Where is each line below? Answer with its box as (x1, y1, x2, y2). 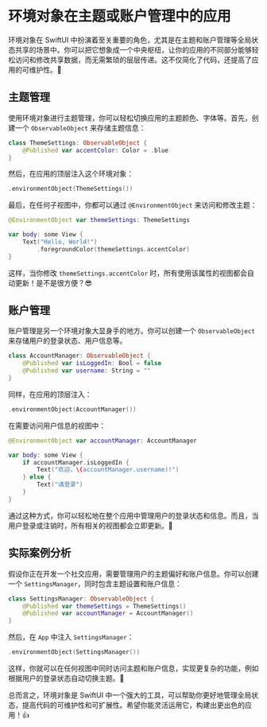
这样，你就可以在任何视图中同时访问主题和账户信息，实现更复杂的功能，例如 (8, 663, 259, 673)
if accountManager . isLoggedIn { (22, 458, 130, 466)
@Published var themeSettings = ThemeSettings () (22, 602, 187, 610)
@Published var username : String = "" (22, 367, 151, 375)
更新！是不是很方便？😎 (14, 278, 93, 287)
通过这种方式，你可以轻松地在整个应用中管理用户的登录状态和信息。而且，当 (8, 511, 259, 520)
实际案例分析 (8, 546, 72, 560)
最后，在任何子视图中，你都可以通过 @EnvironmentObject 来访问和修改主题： (8, 200, 257, 210)
